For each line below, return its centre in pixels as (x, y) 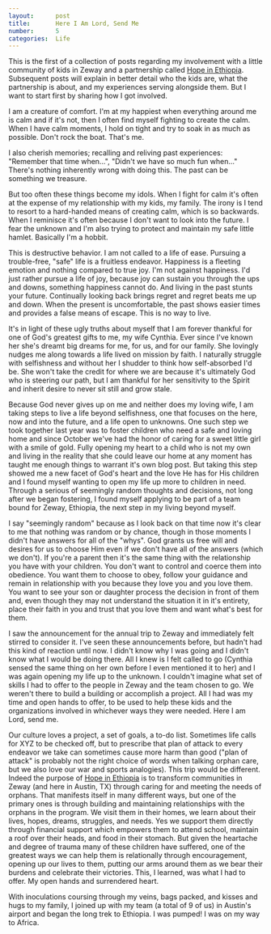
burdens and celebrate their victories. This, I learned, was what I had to (127, 873)
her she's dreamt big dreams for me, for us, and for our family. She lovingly (133, 346)
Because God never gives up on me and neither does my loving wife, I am (131, 404)
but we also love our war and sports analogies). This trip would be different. (134, 770)
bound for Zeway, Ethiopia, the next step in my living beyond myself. (122, 508)
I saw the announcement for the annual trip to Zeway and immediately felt (131, 634)
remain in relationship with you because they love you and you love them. (131, 584)
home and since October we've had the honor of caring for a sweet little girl (135, 439)
